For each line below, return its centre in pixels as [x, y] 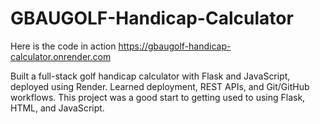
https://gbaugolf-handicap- [175, 46]
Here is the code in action [63, 46]
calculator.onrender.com [61, 56]
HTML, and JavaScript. [57, 108]
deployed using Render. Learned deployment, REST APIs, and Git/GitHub [160, 86]
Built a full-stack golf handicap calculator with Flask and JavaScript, [150, 76]
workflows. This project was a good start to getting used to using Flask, [158, 97]
